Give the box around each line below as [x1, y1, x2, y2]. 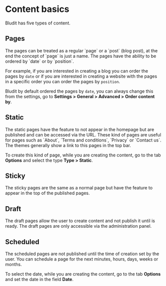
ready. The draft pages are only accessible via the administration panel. [5, 223, 152, 229]
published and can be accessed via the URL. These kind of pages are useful [5, 132, 162, 138]
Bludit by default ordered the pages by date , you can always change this [5, 88, 154, 94]
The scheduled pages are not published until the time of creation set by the [5, 251, 160, 257]
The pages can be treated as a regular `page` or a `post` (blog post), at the [5, 47, 158, 53]
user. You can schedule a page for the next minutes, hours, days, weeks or [5, 256, 158, 262]
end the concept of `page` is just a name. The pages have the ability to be [5, 53, 157, 59]
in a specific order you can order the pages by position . [5, 78, 120, 84]
